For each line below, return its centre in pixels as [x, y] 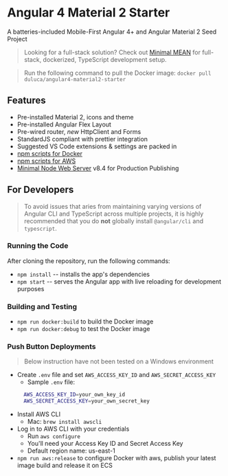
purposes [31, 288]
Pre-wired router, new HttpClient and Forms [79, 131]
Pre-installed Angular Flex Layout [64, 124]
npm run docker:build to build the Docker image [85, 321]
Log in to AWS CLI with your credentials [73, 429]
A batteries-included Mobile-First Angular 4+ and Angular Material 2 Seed [112, 32]
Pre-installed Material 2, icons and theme [75, 117]
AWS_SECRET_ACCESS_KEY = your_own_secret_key [87, 401]
